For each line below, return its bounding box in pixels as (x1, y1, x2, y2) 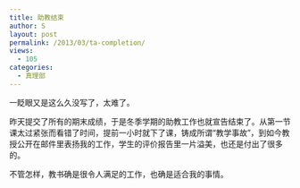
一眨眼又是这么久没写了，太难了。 (9, 97, 135, 107)
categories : (9, 64, 54, 73)
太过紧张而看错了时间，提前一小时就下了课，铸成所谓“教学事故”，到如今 (16, 127, 283, 138)
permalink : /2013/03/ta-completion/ (9, 38, 146, 47)
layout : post (9, 30, 58, 38)
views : (9, 47, 34, 56)
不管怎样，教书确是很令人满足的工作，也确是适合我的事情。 (9, 168, 229, 179)
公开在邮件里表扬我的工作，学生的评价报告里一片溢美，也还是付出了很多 (16, 138, 283, 149)
